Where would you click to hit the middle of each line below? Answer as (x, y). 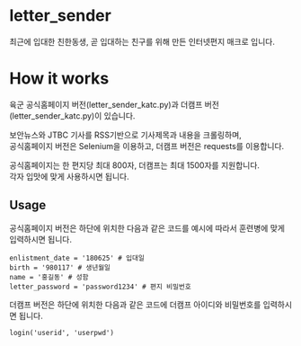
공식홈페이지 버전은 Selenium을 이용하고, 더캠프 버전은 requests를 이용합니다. (147, 146)
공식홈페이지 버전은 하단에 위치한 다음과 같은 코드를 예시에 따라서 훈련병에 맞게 (147, 228)
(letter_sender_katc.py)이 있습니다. (72, 115)
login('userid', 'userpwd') (62, 333)
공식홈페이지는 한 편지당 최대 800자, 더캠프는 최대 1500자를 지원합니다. (135, 165)
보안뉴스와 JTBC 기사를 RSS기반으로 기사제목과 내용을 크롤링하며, (126, 135)
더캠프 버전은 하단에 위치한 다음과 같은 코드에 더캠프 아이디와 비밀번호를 (135, 304)
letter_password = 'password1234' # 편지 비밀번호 (100, 287)
